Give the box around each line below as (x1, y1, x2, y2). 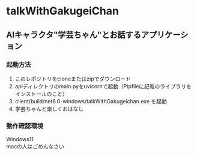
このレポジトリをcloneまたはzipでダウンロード (14, 75, 131, 82)
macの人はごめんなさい (6, 143, 65, 150)
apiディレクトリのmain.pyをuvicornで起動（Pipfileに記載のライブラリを (14, 82, 192, 90)
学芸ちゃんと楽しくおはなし (14, 105, 84, 112)
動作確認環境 (6, 121, 44, 130)
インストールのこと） (14, 90, 68, 97)
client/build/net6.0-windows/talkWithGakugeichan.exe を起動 (14, 97, 167, 105)
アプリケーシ (141, 29, 189, 40)
